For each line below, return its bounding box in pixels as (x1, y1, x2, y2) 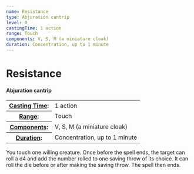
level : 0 (6, 19, 28, 25)
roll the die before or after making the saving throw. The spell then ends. (6, 162, 181, 169)
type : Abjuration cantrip (6, 14, 69, 20)
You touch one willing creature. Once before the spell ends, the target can (6, 149, 185, 156)
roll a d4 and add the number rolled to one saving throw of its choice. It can (6, 155, 189, 162)
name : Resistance (6, 8, 49, 15)
